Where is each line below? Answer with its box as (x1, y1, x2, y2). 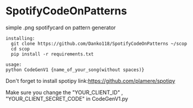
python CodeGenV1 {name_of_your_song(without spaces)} (5, 67, 145, 73)
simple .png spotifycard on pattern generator (5, 24, 116, 31)
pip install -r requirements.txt (11, 51, 94, 57)
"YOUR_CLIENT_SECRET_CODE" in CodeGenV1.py (5, 95, 129, 102)
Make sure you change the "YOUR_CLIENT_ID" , (5, 88, 123, 96)
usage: (5, 61, 22, 67)
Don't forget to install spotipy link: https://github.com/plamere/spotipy (5, 77, 176, 84)
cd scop (11, 46, 30, 52)
